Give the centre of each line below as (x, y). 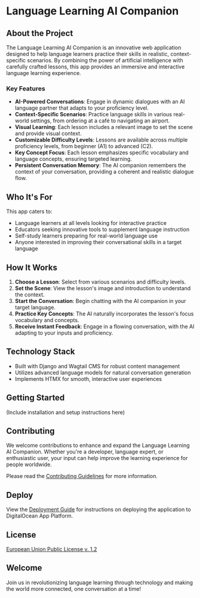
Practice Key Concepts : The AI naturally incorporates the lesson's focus (104, 314)
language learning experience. (44, 73)
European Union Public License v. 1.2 (52, 549)
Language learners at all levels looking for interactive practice (91, 223)
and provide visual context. (48, 134)
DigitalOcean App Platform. (40, 516)
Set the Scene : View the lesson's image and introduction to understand (103, 288)
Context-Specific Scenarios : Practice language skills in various (93, 115)
